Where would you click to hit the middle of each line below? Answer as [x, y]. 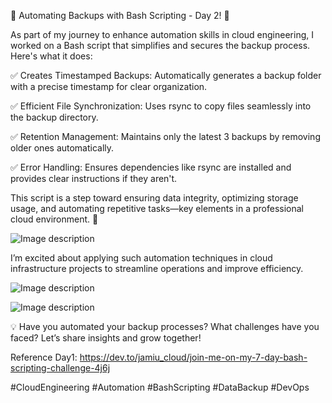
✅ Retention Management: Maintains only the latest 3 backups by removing [165, 136]
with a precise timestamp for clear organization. [109, 86]
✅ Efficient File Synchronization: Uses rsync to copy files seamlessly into [161, 106]
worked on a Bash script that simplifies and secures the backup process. [160, 45]
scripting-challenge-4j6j [60, 368]
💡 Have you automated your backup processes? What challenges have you [165, 326]
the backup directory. [54, 117]
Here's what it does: [51, 56]
